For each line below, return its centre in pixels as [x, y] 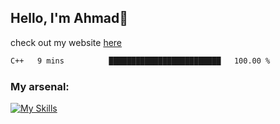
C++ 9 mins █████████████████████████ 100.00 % [140, 61]
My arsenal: [40, 86]
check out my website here [66, 42]
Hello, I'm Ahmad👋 [69, 18]
